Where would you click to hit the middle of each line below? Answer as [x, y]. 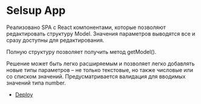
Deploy [24, 94]
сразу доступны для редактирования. [55, 40]
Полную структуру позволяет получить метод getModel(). [81, 51]
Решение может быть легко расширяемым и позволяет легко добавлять [100, 63]
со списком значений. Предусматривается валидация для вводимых [96, 76]
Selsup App [36, 11]
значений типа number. [36, 83]
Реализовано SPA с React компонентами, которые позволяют [86, 27]
